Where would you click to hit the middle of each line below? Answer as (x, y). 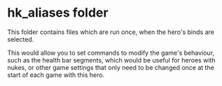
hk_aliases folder (58, 13)
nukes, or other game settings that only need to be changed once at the (111, 67)
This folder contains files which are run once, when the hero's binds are (111, 32)
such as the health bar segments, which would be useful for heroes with (111, 60)
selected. (21, 39)
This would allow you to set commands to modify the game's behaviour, (111, 53)
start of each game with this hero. (56, 75)
